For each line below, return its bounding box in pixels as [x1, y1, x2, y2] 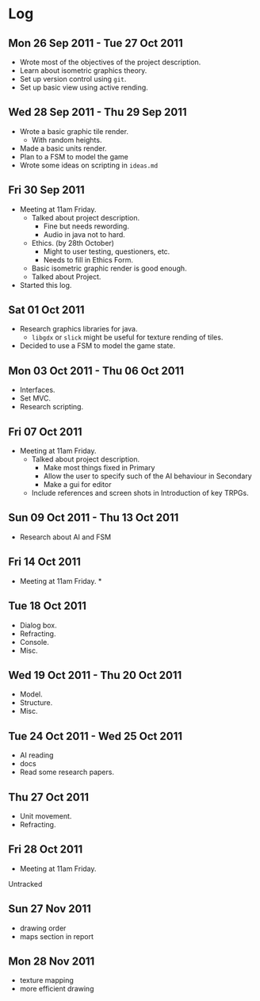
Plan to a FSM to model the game [19, 151, 128, 161]
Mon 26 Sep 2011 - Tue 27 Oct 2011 [8, 36, 184, 50]
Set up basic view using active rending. [19, 82, 148, 92]
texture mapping [19, 976, 74, 985]
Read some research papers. [19, 767, 115, 777]
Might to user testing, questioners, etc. [43, 247, 170, 256]
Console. [19, 637, 50, 646]
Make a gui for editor [43, 480, 112, 489]
